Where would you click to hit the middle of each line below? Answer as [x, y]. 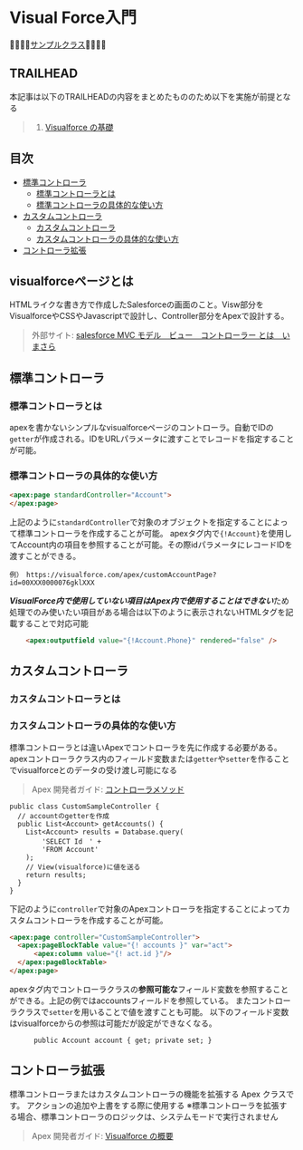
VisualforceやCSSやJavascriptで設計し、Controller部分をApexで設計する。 [149, 316]
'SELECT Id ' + [72, 841]
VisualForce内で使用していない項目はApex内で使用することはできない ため [149, 601]
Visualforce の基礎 [79, 127]
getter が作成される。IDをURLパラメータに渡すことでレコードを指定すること [152, 439]
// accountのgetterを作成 [64, 816]
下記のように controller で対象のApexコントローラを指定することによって [146, 908]
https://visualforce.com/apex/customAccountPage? [121, 575]
